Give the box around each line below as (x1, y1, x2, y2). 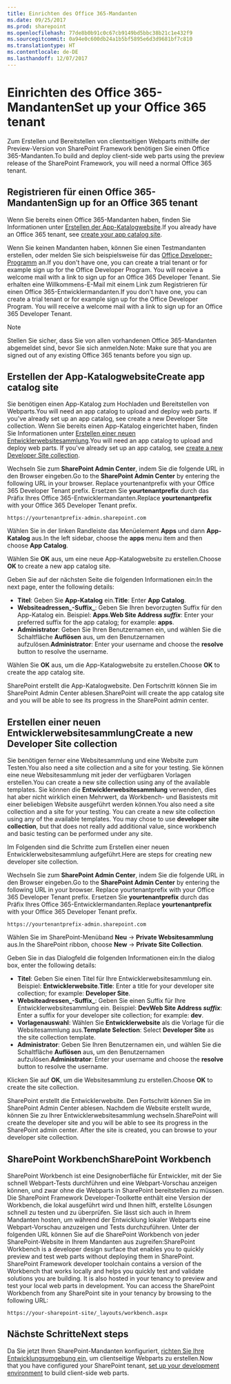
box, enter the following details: (7, 961, 97, 970)
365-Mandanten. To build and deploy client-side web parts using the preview (7, 151, 225, 159)
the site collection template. (17, 1033, 97, 1042)
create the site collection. (7, 1083, 79, 1091)
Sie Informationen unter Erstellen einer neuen (7, 429, 136, 438)
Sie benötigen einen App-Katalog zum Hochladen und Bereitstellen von (7, 400, 210, 408)
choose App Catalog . (7, 541, 69, 549)
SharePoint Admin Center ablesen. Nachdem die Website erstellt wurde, (7, 1104, 212, 1112)
